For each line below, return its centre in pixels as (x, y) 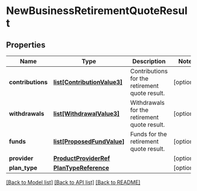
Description (149, 61)
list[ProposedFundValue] (89, 141)
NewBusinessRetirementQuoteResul (97, 11)
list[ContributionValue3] (88, 82)
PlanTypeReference (81, 168)
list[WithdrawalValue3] (86, 114)
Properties (26, 45)
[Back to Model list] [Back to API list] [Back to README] (73, 182)
